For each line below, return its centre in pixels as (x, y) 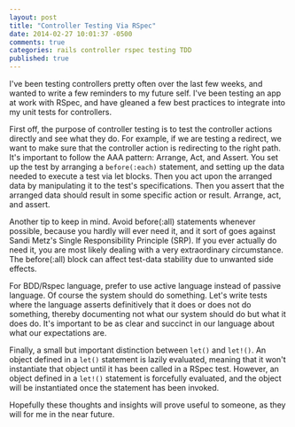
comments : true (37, 42)
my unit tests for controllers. (61, 112)
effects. (23, 268)
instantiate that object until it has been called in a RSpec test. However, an (144, 369)
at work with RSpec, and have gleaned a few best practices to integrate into (147, 102)
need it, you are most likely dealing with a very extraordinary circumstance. (146, 250)
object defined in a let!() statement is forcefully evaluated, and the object (145, 378)
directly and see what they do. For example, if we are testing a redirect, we (145, 139)
